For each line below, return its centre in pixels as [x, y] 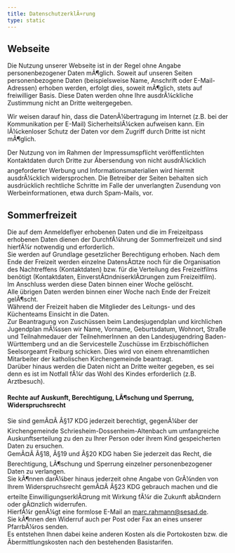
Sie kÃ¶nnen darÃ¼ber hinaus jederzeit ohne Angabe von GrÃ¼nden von [113, 479]
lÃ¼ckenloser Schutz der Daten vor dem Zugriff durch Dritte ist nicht [106, 131]
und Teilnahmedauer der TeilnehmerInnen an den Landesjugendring [106, 337]
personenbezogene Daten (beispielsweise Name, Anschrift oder [100, 81]
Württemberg [27, 344]
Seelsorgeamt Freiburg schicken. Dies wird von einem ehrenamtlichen [108, 351]
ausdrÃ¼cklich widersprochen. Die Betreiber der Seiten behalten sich [108, 178]
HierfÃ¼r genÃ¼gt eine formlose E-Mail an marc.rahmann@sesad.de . [108, 512]
